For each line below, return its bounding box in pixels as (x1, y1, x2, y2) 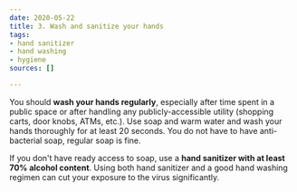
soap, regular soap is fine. (43, 135, 142, 146)
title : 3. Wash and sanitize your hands (9, 22, 165, 31)
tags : (9, 30, 30, 39)
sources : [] (9, 64, 54, 73)
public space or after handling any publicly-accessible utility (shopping (9, 106, 274, 117)
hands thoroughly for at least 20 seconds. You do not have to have (9, 125, 258, 136)
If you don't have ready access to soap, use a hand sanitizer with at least (9, 152, 285, 163)
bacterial (9, 135, 43, 146)
